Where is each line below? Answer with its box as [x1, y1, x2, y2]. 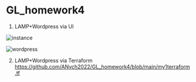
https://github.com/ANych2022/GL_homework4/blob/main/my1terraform [14, 63, 191, 70]
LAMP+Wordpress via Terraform [14, 57, 93, 64]
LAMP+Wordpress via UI [14, 23, 74, 30]
